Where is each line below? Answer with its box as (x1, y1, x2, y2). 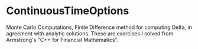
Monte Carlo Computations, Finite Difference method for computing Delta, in (6, 24, 192, 31)
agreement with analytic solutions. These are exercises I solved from (6, 30, 174, 37)
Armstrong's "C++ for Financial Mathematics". (6, 36, 119, 43)
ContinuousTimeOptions (6, 4, 129, 18)
